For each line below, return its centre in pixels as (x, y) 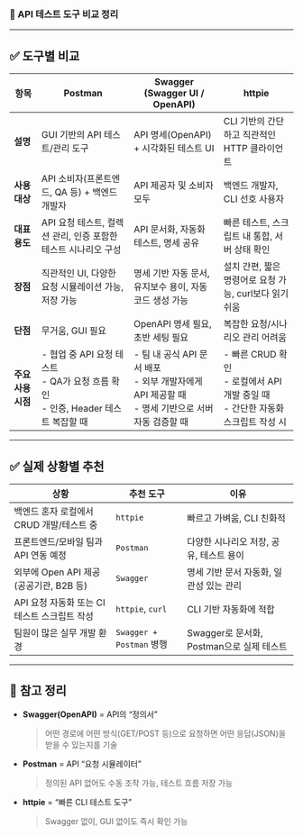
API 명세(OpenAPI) (173, 135)
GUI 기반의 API (71, 135)
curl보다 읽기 (263, 294)
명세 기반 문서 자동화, (229, 572)
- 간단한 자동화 (254, 409)
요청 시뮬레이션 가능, (83, 287)
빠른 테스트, (247, 222)
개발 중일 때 (247, 395)
